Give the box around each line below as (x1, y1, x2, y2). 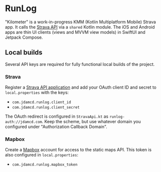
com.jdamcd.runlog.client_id (12, 100, 71, 105)
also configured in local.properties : (5, 152, 79, 158)
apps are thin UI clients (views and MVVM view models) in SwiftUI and (5, 29, 145, 35)
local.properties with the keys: (5, 90, 69, 95)
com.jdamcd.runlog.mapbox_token (12, 162, 78, 167)
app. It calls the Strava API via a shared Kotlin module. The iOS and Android (5, 24, 155, 30)
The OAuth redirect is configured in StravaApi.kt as (5, 113, 109, 119)
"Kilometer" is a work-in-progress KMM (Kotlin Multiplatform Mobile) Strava (5, 19, 156, 25)
